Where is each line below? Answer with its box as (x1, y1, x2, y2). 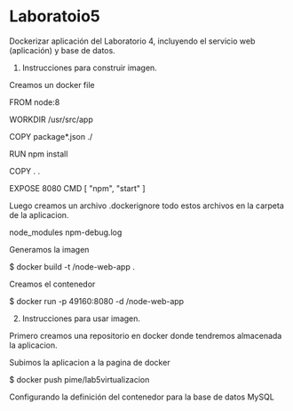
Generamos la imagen (9, 244, 90, 254)
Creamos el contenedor (9, 278, 96, 289)
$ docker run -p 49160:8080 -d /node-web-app (9, 295, 185, 306)
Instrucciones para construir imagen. (21, 62, 157, 73)
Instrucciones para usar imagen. (21, 313, 140, 324)
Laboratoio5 (9, 6, 100, 27)
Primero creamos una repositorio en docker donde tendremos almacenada (9, 330, 282, 341)
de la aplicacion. (9, 209, 69, 220)
